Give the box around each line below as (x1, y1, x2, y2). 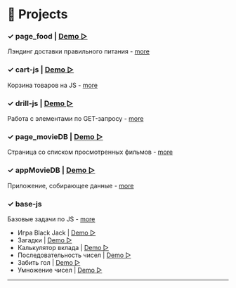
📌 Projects (7, 6, 68, 22)
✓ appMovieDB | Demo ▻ (7, 165, 96, 175)
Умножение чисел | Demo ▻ (17, 266, 103, 274)
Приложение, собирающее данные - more (7, 181, 134, 190)
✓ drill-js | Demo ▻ (7, 98, 74, 108)
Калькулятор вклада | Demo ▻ (17, 243, 109, 251)
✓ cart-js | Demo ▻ (7, 65, 74, 74)
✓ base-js (7, 199, 42, 209)
